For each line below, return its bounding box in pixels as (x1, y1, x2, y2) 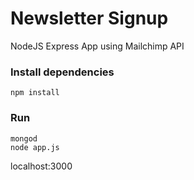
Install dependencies (10, 65, 115, 79)
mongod (10, 133, 38, 144)
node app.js (10, 142, 60, 152)
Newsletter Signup (10, 7, 169, 30)
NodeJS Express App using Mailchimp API (10, 40, 185, 52)
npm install (10, 88, 60, 98)
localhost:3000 (10, 160, 73, 172)
